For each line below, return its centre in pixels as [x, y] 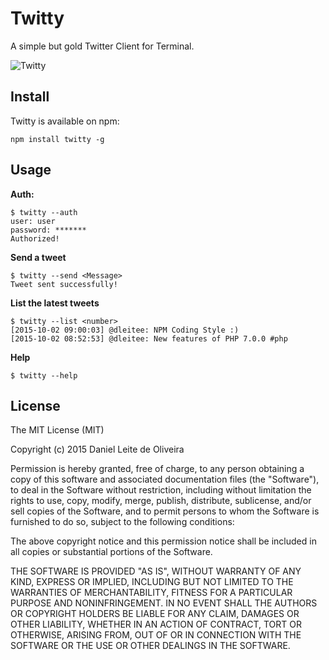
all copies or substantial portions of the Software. [111, 552]
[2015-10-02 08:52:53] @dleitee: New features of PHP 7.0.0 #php [149, 338]
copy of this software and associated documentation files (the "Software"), [165, 479]
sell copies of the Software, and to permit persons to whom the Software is [165, 511]
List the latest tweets [55, 303]
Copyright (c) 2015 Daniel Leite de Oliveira [97, 449]
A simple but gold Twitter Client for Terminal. [102, 46]
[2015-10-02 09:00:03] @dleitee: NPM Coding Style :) [125, 330]
